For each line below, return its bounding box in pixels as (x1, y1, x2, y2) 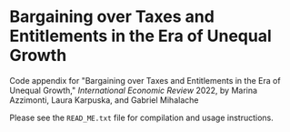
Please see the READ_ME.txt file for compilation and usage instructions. (9, 112, 275, 123)
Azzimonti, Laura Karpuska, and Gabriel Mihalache (9, 94, 199, 106)
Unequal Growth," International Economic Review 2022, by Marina (9, 85, 257, 96)
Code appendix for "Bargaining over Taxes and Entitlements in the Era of (9, 75, 281, 86)
